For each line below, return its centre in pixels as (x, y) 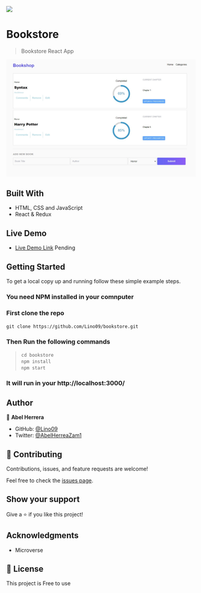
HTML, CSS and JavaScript (49, 208)
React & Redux (33, 215)
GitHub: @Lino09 (36, 429)
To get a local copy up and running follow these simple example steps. (94, 281)
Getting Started (36, 267)
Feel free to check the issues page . (50, 480)
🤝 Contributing (34, 454)
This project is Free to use (39, 583)
